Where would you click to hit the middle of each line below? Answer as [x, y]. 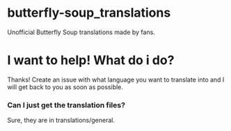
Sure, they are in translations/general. [61, 121]
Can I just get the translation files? [66, 105]
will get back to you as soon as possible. [65, 87]
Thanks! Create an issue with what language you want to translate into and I [116, 79]
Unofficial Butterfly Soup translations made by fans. [81, 32]
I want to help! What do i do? [91, 60]
